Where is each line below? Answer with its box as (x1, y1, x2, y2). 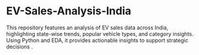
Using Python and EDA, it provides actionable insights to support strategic (6, 36, 188, 44)
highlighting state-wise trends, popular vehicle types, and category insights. (6, 30, 194, 37)
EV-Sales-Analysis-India (6, 4, 131, 18)
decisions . (6, 43, 33, 50)
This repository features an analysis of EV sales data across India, (6, 24, 169, 31)
